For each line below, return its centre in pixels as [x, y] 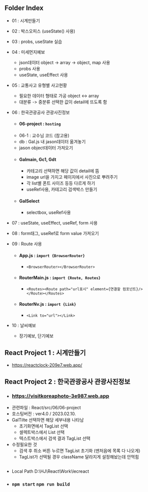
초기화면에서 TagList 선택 [44, 426]
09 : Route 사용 [27, 244]
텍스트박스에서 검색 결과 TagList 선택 [55, 438]
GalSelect [29, 201]
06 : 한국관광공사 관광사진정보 [41, 112]
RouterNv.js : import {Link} [48, 304]
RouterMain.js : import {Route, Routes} [60, 278]
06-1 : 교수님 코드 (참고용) [44, 135]
